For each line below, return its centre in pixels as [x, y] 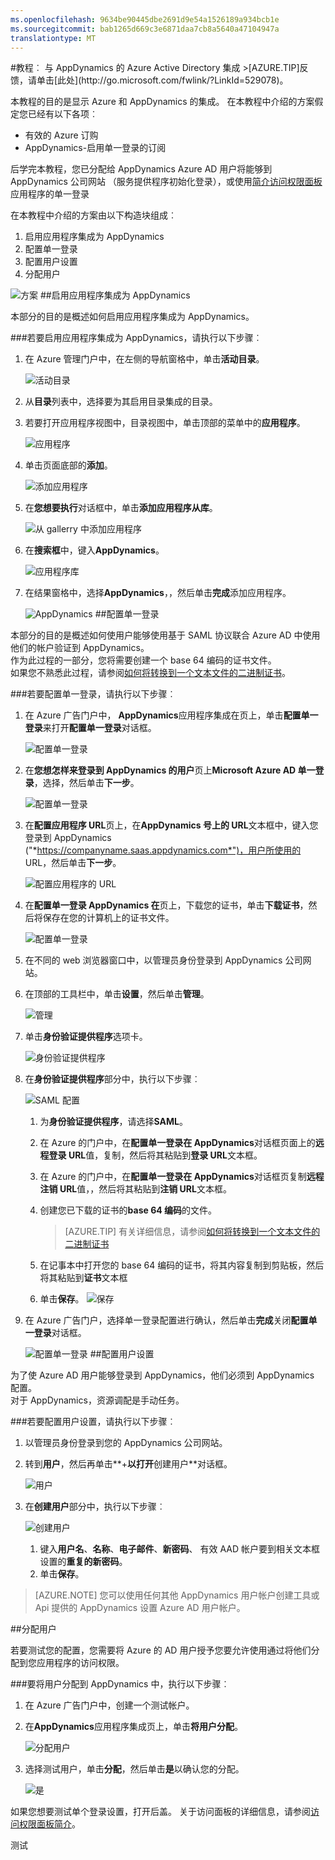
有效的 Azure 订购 [61, 135]
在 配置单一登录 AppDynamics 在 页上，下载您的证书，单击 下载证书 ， [166, 905]
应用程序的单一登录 [50, 194]
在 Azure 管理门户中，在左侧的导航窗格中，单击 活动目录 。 [144, 359]
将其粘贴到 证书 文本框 [83, 1278]
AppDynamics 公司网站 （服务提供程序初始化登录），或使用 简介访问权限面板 [166, 182]
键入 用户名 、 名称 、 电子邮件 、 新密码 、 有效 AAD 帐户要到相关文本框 [180, 1549]
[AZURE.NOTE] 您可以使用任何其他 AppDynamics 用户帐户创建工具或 [177, 1595]
